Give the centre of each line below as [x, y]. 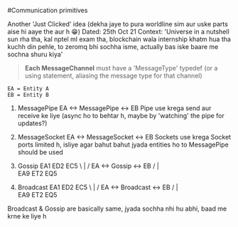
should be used [40, 152]
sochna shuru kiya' [35, 54]
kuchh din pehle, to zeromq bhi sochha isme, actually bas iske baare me [113, 47]
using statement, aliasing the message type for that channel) [113, 75]
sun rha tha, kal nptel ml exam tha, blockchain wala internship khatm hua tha [119, 39]
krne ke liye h [27, 216]
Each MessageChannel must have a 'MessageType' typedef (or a [121, 68]
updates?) [32, 123]
